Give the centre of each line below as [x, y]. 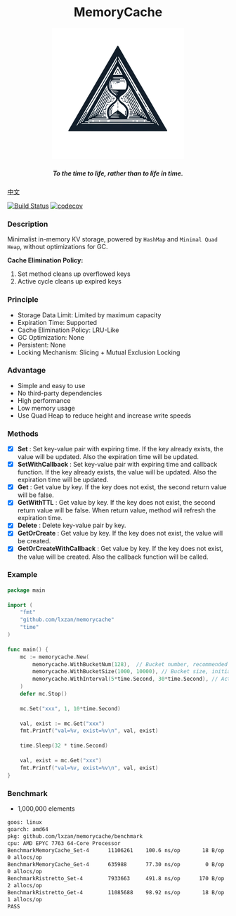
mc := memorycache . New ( [55, 657]
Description [28, 224]
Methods [23, 434]
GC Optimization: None [51, 337]
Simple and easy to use [51, 385]
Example [22, 575]
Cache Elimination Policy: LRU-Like [68, 330]
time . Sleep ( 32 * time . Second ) [64, 746]
